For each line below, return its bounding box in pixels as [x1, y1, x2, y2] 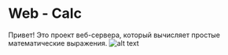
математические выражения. [8, 38, 108, 47]
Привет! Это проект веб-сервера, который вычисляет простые [8, 30, 221, 40]
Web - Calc [8, 5, 83, 22]
